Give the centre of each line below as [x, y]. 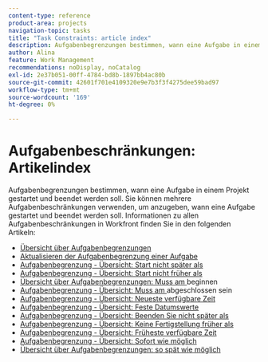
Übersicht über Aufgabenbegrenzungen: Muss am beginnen [118, 282]
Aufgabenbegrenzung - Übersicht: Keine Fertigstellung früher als [126, 325]
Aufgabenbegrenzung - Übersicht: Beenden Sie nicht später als [124, 316]
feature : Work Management [51, 61]
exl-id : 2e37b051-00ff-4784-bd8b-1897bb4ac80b [87, 75]
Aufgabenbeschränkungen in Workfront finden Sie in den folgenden [120, 224]
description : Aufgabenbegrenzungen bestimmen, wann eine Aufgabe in [124, 45]
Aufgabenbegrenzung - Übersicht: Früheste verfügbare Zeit [118, 332]
